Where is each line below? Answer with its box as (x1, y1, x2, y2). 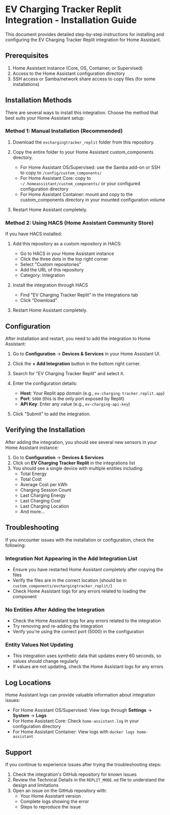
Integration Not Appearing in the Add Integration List (5, 555, 138, 562)
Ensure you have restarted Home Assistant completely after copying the (12, 566, 163, 572)
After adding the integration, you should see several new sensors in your (5, 439, 157, 445)
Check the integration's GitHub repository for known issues (12, 771, 137, 777)
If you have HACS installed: (5, 231, 62, 237)
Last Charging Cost (20, 497, 61, 503)
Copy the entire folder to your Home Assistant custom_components (12, 149, 154, 155)
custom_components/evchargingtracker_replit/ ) (12, 582, 113, 588)
